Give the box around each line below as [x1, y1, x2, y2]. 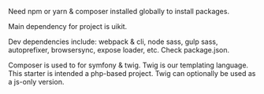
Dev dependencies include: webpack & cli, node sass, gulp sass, [8, 37, 218, 46]
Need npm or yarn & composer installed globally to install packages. [8, 7, 230, 16]
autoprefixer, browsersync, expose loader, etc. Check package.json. [8, 45, 230, 54]
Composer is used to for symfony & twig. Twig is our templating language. [8, 60, 249, 70]
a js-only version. [8, 78, 65, 86]
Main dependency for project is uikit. [8, 22, 128, 31]
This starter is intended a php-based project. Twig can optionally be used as [8, 69, 256, 78]
